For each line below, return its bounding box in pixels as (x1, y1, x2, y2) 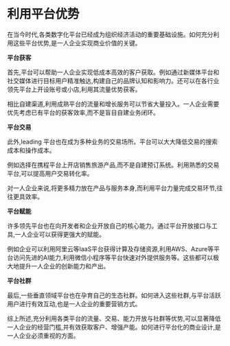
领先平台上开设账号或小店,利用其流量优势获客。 (7, 85, 142, 93)
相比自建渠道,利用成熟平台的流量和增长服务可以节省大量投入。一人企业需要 (7, 100, 220, 108)
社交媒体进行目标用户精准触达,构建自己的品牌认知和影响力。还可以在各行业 (7, 76, 220, 84)
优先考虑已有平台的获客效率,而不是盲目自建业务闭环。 (7, 108, 160, 117)
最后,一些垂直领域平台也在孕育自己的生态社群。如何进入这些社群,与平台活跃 (7, 291, 222, 299)
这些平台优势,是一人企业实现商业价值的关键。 (12, 38, 142, 47)
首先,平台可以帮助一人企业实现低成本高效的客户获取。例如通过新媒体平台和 (7, 68, 220, 76)
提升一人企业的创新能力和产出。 (19, 262, 110, 270)
